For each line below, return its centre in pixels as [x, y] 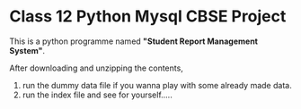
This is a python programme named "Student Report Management [134, 41]
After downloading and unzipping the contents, [97, 68]
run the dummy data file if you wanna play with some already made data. [157, 85]
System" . [27, 50]
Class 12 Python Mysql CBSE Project [148, 17]
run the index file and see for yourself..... [97, 95]
